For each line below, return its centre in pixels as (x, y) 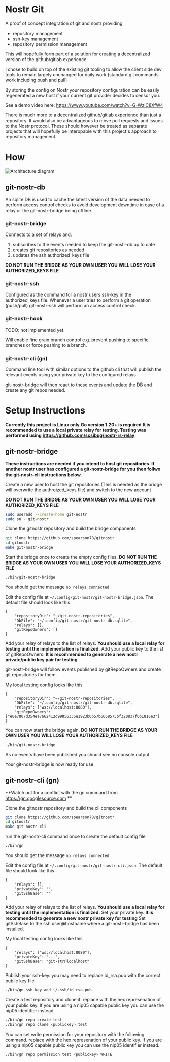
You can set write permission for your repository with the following (75, 1034)
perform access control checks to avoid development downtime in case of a (85, 205)
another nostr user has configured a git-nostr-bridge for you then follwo (83, 469)
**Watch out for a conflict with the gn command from (62, 792)
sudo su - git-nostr (27, 519)
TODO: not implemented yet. (35, 330)
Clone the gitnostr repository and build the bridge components (71, 529)
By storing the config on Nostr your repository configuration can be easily (82, 90)
